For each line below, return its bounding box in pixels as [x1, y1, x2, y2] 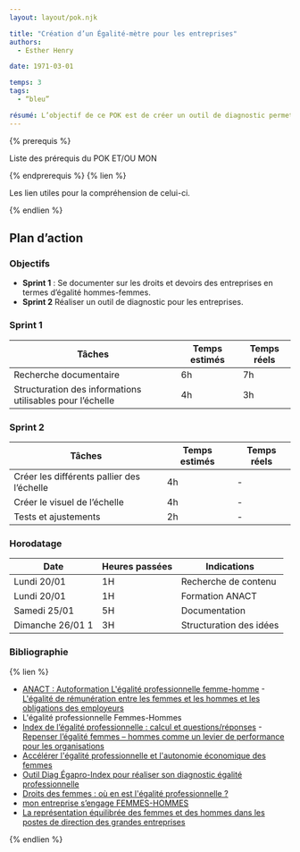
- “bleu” [17, 95, 50, 104]
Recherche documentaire [13, 368, 121, 381]
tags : [9, 87, 29, 96]
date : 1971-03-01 [9, 62, 74, 72]
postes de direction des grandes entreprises [21, 816, 186, 827]
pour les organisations [21, 740, 104, 751]
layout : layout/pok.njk [9, 13, 98, 22]
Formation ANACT [180, 590, 257, 603]
